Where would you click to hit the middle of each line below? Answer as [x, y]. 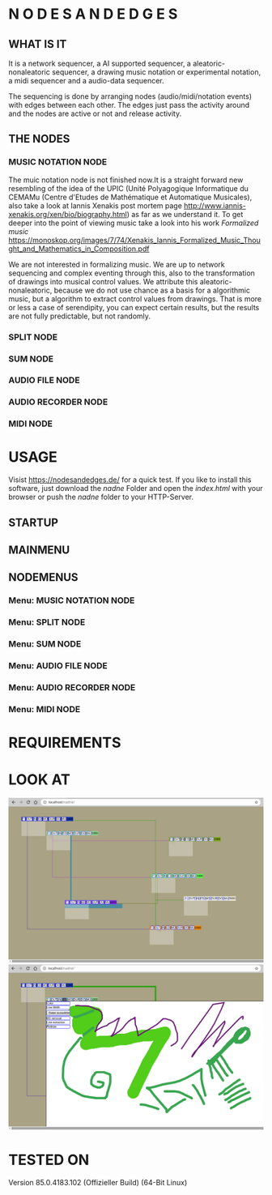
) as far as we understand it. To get [185, 214]
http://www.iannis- [215, 205]
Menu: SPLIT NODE [47, 622]
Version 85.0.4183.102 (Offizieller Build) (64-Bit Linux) [98, 1182]
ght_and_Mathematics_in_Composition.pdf [79, 249]
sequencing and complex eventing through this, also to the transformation [132, 273]
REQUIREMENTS [65, 743]
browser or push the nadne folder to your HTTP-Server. [101, 497]
